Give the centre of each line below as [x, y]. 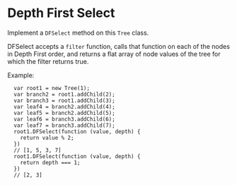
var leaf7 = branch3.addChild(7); [64, 125]
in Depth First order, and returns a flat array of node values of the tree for [114, 54]
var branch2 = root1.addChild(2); [64, 94]
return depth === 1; [50, 162]
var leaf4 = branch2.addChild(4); [64, 107]
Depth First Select [61, 13]
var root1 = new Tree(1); [52, 88]
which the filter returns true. [48, 61]
